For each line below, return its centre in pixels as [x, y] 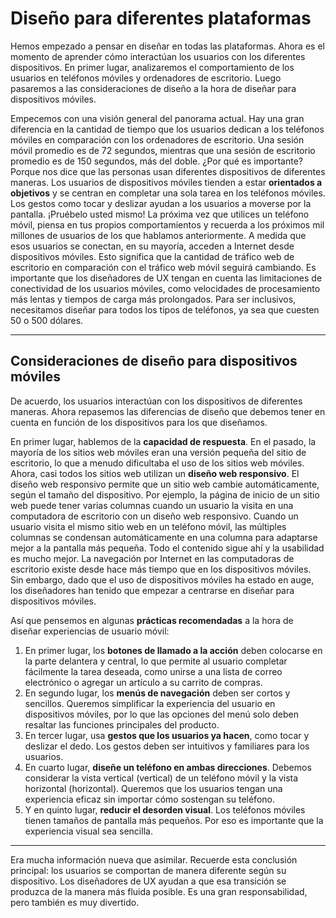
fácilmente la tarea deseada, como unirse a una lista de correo [153, 671]
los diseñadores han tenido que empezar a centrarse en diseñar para [152, 590]
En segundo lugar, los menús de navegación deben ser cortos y [157, 693]
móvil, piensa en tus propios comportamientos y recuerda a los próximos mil [167, 224]
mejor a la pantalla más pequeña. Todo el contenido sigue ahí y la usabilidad [167, 548]
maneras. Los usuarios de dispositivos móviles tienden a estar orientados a [166, 182]
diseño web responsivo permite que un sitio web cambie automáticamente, [165, 484]
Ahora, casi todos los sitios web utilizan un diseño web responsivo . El [155, 473]
